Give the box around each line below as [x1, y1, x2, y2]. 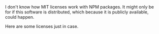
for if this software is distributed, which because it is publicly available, [5, 9, 149, 15]
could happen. [5, 14, 34, 20]
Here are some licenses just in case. [5, 23, 79, 29]
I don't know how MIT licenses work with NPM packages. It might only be [5, 4, 154, 10]
